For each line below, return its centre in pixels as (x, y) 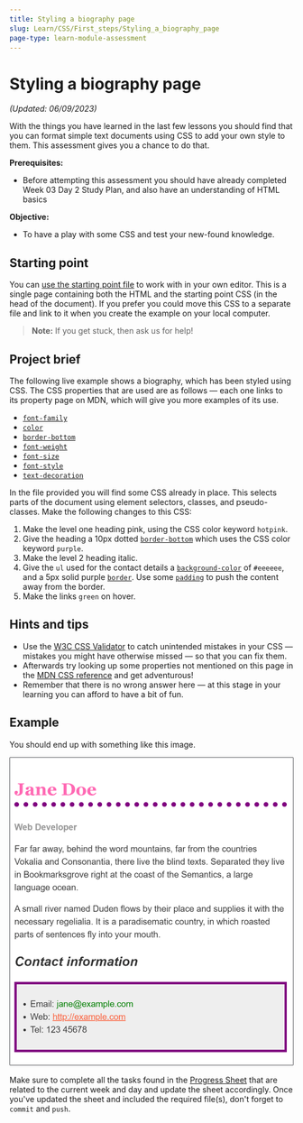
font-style (43, 466)
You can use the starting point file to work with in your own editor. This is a (148, 285)
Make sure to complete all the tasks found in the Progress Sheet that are (143, 1080)
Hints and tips (49, 625)
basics (35, 199)
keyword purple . (53, 548)
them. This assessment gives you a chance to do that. (110, 145)
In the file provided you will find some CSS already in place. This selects (143, 492)
